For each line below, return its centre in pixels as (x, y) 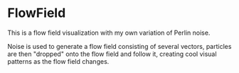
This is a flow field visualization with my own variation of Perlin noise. (109, 33)
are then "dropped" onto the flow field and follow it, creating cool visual (112, 54)
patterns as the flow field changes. (58, 61)
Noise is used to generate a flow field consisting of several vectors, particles (119, 46)
